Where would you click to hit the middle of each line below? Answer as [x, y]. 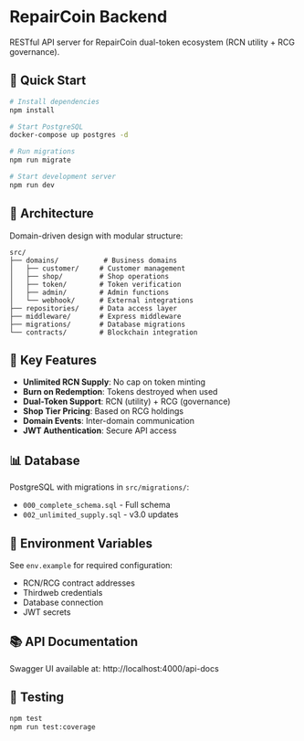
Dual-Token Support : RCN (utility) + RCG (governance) [126, 402]
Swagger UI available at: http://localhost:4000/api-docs [114, 668]
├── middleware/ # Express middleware [95, 316]
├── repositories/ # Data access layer [94, 308]
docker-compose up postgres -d [69, 135]
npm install [32, 110]
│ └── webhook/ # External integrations [102, 300]
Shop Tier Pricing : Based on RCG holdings [103, 411]
